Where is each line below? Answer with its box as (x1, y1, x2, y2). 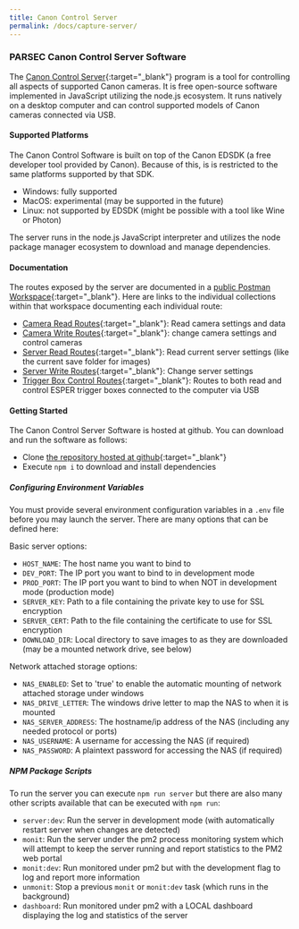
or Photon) (21, 215, 62, 225)
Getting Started (9, 405, 69, 416)
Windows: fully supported (21, 186, 118, 197)
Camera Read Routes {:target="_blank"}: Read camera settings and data (21, 319, 286, 329)
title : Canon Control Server (9, 13, 118, 22)
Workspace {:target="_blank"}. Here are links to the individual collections (9, 292, 277, 303)
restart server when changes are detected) (21, 824, 181, 835)
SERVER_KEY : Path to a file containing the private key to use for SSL (21, 596, 265, 607)
